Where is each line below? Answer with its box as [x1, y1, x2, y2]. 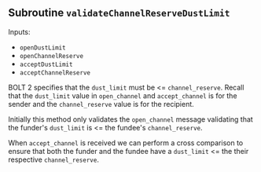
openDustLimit [19, 43, 66, 52]
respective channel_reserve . [8, 155, 100, 164]
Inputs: [8, 27, 31, 36]
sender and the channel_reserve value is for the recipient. [8, 99, 194, 108]
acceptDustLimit [19, 60, 73, 68]
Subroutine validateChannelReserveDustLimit [8, 6, 230, 20]
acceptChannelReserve [19, 68, 90, 77]
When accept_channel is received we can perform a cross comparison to [8, 137, 244, 148]
